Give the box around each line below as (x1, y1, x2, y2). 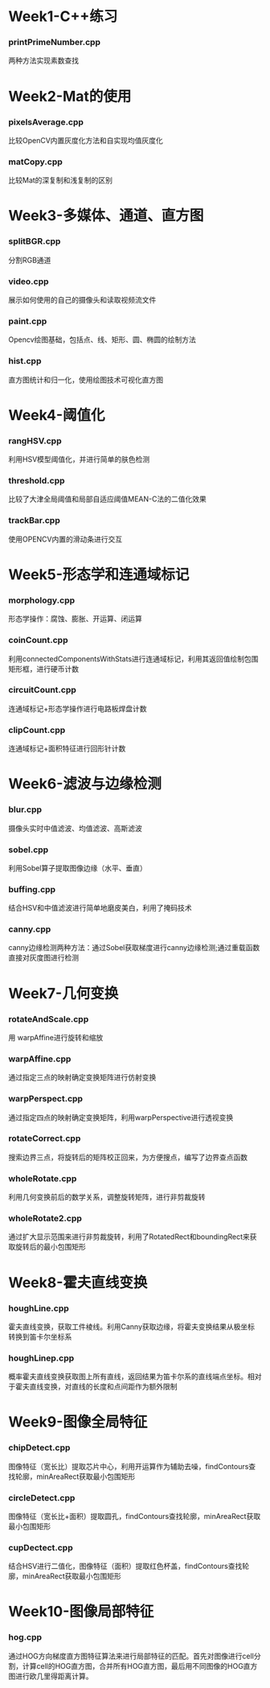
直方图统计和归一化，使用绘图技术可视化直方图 (8, 375, 163, 385)
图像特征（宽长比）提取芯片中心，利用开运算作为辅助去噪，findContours (8, 1461, 249, 1471)
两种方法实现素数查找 (8, 56, 79, 65)
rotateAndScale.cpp (8, 1013, 89, 1024)
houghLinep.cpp (8, 1352, 75, 1364)
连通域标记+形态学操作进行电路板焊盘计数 (8, 703, 147, 713)
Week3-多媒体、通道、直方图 (8, 207, 204, 225)
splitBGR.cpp (8, 236, 61, 247)
